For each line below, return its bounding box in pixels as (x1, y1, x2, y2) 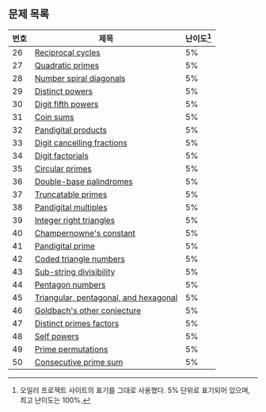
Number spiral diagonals (34, 73, 126, 84)
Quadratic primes (34, 60, 100, 71)
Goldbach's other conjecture (34, 305, 141, 316)
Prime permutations (34, 344, 108, 355)
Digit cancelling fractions (34, 137, 128, 148)
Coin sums (34, 112, 74, 123)
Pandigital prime (34, 241, 96, 252)
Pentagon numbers (34, 279, 106, 291)
